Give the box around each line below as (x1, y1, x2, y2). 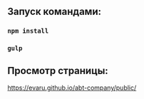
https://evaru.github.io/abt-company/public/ (7, 83, 137, 92)
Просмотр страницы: (7, 64, 108, 77)
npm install (7, 27, 49, 35)
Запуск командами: (7, 6, 102, 18)
